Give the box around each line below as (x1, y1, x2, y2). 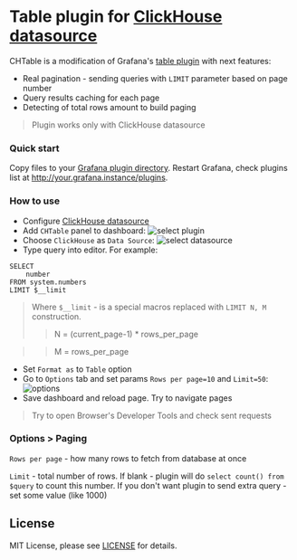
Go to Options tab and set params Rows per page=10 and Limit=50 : (22, 373, 269, 384)
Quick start (9, 142, 61, 155)
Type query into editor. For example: (22, 244, 158, 255)
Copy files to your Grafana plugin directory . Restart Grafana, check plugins (9, 163, 288, 174)
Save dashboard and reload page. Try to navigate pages (22, 392, 233, 403)
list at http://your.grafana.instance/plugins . (9, 172, 168, 183)
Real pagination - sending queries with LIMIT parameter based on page (22, 72, 288, 83)
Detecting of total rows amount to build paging (22, 101, 196, 112)
